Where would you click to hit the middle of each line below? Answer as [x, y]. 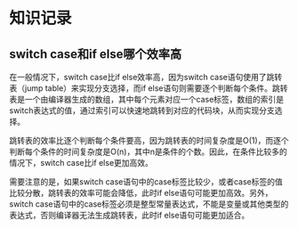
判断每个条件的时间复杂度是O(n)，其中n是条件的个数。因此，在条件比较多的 [148, 151]
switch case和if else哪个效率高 [96, 54]
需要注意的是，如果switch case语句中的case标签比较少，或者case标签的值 [146, 182]
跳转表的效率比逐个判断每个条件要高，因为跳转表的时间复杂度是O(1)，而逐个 [149, 140]
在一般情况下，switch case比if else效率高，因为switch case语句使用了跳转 [146, 77]
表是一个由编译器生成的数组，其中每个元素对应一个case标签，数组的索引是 [147, 99]
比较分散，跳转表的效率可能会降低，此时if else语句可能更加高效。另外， [141, 193]
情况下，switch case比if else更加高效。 [81, 163]
